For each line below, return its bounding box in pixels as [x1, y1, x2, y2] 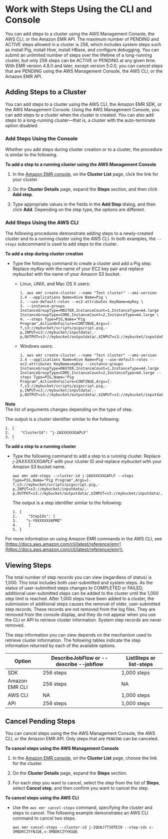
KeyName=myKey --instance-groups [53, 362, 123, 367]
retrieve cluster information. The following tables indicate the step [5, 638, 141, 644]
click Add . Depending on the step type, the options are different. [12, 206, 145, 213]
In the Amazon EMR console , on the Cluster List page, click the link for [12, 171, 158, 177]
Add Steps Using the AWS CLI [5, 219, 79, 226]
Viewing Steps [5, 561, 51, 569]
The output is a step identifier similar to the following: [12, 500, 122, 506]
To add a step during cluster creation [5, 251, 83, 257]
